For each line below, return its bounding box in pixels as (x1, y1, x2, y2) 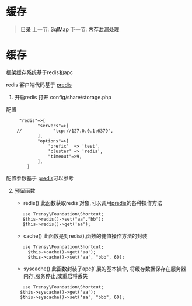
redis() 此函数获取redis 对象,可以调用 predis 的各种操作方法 (23, 199, 162, 206)
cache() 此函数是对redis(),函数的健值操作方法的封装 (23, 232, 148, 239)
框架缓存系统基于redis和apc (6, 68, 73, 76)
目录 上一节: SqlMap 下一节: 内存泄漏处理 (20, 26, 120, 33)
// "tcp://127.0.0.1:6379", (16, 128, 114, 134)
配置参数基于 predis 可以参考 (6, 175, 74, 182)
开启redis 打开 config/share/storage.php (14, 93, 112, 100)
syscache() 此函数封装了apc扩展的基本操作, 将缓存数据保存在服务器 (23, 265, 187, 272)
